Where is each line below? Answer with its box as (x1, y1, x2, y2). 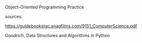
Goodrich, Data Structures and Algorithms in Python (5, 33, 110, 38)
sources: (5, 14, 23, 19)
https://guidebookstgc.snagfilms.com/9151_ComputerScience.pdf (5, 23, 137, 29)
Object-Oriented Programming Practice (5, 4, 84, 10)
